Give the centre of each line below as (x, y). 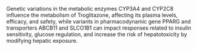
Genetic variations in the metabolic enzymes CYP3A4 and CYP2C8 (90, 9)
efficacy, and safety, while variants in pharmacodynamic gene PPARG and (98, 21)
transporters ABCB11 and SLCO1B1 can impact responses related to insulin (99, 28)
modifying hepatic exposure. (42, 41)
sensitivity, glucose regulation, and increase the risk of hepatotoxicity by (97, 34)
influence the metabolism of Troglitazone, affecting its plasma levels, (92, 15)
